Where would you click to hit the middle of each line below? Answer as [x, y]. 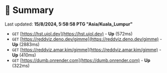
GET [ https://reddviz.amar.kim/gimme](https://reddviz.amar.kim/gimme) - [86, 49]
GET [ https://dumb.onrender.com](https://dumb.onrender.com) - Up [81, 60]
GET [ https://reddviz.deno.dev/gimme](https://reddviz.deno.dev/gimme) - [87, 39]
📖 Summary [29, 10]
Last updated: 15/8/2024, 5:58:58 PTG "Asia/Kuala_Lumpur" [69, 24]
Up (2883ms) [26, 44]
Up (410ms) [24, 55]
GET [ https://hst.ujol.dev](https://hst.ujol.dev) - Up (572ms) [72, 33]
